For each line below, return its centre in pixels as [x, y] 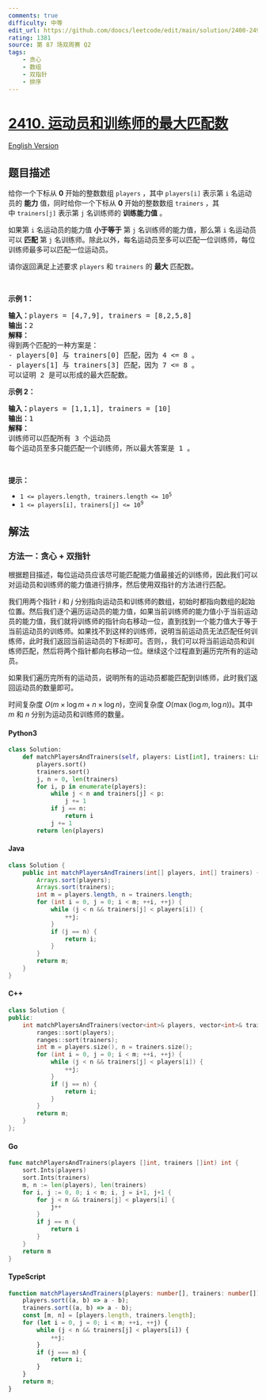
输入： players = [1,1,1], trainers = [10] [90, 409]
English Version [34, 146]
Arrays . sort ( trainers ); [76, 888]
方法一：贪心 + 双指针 [49, 556]
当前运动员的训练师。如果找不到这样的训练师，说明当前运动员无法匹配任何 [129, 631]
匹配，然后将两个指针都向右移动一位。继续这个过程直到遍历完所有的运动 [140, 651]
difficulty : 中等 [36, 23]
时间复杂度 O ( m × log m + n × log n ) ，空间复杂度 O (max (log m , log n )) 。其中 [131, 704]
